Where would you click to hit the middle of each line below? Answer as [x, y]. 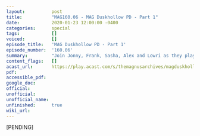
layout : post [34, 12]
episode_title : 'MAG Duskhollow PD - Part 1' [66, 45]
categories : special [38, 28]
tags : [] [32, 34]
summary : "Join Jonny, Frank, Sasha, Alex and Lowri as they [94, 56]
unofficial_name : [28, 99]
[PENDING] [20, 127]
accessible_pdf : [26, 77]
